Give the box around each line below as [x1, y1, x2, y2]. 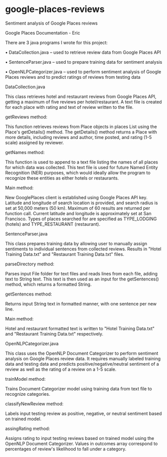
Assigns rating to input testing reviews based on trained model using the [5, 435, 154, 441]
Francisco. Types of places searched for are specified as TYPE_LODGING [5, 216, 157, 222]
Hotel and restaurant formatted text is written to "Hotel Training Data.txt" [5, 325, 155, 332]
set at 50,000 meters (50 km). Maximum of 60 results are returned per [5, 205, 150, 211]
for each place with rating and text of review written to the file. [5, 104, 134, 110]
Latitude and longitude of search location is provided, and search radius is [5, 200, 158, 206]
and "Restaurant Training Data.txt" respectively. [5, 331, 103, 337]
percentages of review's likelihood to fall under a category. [5, 445, 126, 452]
